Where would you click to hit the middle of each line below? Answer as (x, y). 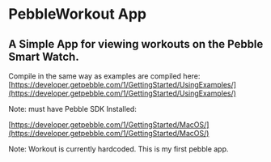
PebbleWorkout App (78, 14)
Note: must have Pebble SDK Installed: (73, 109)
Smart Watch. (44, 56)
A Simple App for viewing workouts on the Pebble (136, 44)
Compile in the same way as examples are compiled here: (104, 76)
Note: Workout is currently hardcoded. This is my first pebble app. (119, 149)
